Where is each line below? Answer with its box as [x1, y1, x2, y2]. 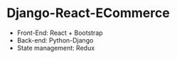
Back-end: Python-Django [16, 36, 94, 44]
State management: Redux [16, 43, 95, 52]
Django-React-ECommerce [6, 5, 170, 21]
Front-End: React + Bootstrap [16, 28, 104, 37]
